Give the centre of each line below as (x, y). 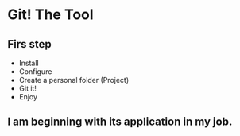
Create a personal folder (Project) (74, 80)
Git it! (28, 88)
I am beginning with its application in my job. (120, 122)
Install (29, 63)
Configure (35, 72)
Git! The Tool (50, 15)
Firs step (30, 44)
